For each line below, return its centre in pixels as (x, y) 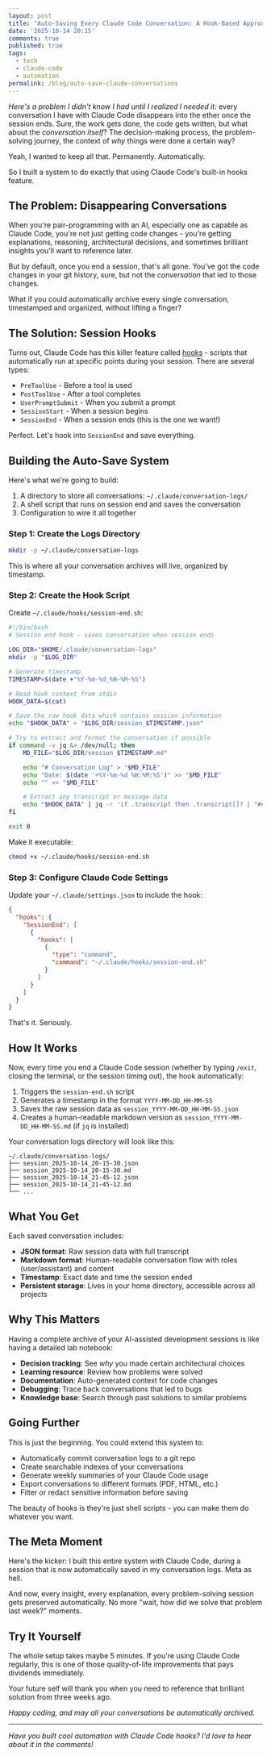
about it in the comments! (51, 1745)
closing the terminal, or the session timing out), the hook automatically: (126, 1076)
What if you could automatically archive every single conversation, (119, 299)
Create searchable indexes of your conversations (102, 1466)
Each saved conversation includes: (66, 1236)
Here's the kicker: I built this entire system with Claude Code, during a (125, 1561)
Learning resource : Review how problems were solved (111, 1371)
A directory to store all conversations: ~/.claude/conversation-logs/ (134, 495)
